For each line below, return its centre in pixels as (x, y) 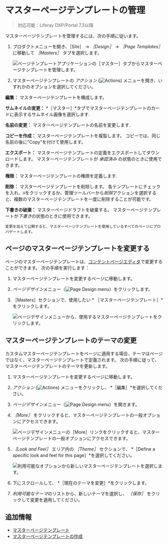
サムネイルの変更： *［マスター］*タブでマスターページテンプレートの (78, 108)
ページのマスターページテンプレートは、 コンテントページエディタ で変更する (84, 261)
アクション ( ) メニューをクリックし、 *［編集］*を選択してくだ (88, 387)
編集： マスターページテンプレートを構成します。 (56, 97)
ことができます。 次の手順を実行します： (47, 268)
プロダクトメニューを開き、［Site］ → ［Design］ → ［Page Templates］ (88, 46)
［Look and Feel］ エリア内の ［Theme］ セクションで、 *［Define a (84, 449)
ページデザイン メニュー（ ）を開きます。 (76, 404)
